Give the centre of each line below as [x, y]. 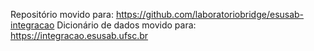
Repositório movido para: [62, 14]
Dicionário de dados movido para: [126, 25]
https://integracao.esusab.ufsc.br [79, 35]
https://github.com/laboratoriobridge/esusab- [210, 14]
